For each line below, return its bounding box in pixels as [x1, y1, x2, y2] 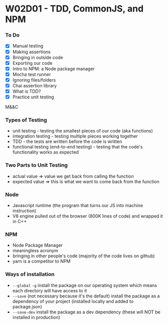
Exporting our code [12, 60, 53, 66]
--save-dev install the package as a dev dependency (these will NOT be [12, 309, 160, 315]
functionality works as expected [12, 149, 79, 155]
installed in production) [12, 314, 61, 320]
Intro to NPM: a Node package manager [12, 66, 95, 72]
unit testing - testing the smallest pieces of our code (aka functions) [12, 128, 153, 134]
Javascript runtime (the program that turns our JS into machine [12, 203, 143, 208]
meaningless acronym [12, 248, 59, 254]
